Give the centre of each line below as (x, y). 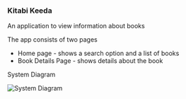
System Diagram (31, 75)
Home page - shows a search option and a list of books (98, 53)
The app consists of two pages (52, 40)
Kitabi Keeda (30, 11)
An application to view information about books (76, 26)
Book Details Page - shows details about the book (90, 61)
